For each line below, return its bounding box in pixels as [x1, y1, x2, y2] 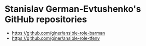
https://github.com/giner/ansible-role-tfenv [11, 35, 100, 41]
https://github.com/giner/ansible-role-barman [11, 30, 105, 36]
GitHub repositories [4, 14, 87, 25]
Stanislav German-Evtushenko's [4, 3, 142, 15]
